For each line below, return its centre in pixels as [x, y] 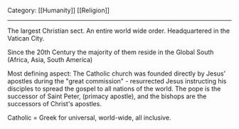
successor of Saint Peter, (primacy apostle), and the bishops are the [107, 96]
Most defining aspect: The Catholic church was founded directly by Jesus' [117, 73]
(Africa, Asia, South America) [50, 60]
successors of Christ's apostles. [54, 104]
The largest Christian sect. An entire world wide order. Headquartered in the [118, 31]
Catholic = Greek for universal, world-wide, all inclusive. [90, 118]
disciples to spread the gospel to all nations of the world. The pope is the [114, 89]
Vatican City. [26, 38]
